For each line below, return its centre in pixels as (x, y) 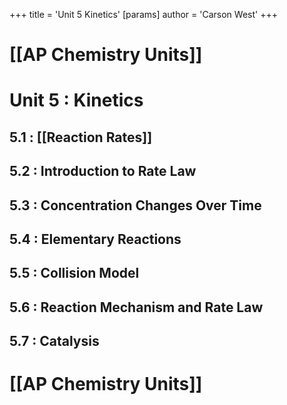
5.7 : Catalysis (54, 341)
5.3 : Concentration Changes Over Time (135, 205)
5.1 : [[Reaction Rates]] (81, 137)
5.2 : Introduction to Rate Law (103, 171)
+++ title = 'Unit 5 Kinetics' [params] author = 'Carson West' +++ (143, 14)
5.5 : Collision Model (74, 273)
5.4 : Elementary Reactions (95, 239)
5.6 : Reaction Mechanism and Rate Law (136, 307)
